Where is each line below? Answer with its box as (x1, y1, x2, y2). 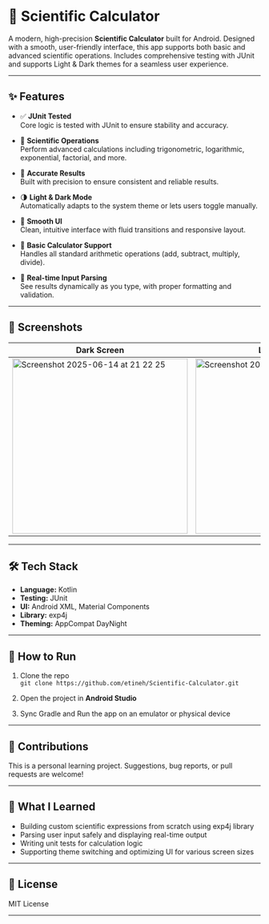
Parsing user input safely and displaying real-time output (19, 830, 207, 839)
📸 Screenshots (8, 320, 83, 335)
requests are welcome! (8, 769, 84, 779)
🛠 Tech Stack (8, 560, 78, 573)
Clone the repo (19, 671, 70, 681)
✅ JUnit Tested (19, 111, 72, 121)
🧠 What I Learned (8, 800, 96, 814)
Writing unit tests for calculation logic (19, 838, 143, 848)
